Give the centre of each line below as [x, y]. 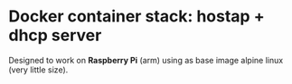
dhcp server [55, 35]
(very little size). [38, 70]
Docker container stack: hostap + [137, 17]
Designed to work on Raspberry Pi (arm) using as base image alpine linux [146, 60]
